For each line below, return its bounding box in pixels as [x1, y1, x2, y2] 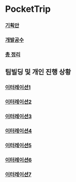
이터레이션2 [5, 98, 32, 105]
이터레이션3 [5, 113, 32, 120]
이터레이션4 [5, 128, 32, 135]
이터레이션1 [5, 84, 31, 91]
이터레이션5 [5, 142, 32, 149]
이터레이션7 [5, 171, 32, 178]
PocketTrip [5, 3, 51, 15]
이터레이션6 [5, 156, 32, 163]
